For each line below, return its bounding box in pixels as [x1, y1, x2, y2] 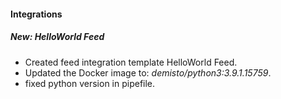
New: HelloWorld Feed [10, 31, 105, 43]
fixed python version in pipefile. [24, 77, 156, 89]
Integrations [10, 8, 63, 20]
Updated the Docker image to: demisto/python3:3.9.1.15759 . [24, 66, 272, 79]
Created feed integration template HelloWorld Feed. [24, 56, 238, 68]
